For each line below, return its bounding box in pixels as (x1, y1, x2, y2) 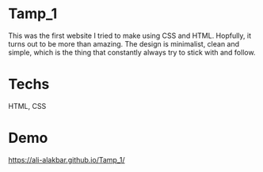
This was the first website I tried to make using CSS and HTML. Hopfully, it (8, 31, 252, 40)
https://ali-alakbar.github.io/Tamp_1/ (8, 155, 125, 164)
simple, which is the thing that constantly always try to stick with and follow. (8, 47, 256, 57)
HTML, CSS (8, 101, 47, 110)
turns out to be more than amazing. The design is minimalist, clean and (8, 39, 240, 48)
